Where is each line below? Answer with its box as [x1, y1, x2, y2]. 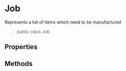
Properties [4, 43, 38, 51]
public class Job [16, 28, 50, 34]
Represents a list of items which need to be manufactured [4, 19, 121, 25]
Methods [4, 59, 33, 68]
